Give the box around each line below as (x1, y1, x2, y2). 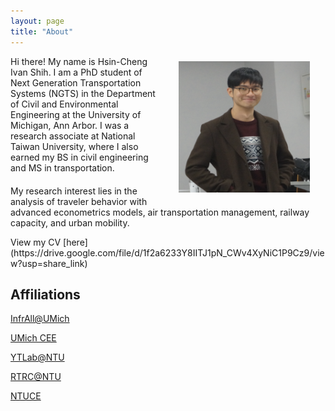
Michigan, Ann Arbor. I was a (10, 119, 130, 131)
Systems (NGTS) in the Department (10, 87, 156, 99)
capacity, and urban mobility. (10, 216, 130, 229)
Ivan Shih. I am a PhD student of (10, 66, 143, 78)
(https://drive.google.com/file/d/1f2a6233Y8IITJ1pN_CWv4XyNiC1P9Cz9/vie (10, 246, 325, 259)
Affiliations (10, 286, 81, 303)
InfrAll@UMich (10, 313, 70, 325)
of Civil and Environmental (10, 98, 119, 110)
